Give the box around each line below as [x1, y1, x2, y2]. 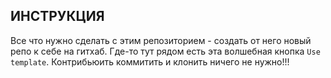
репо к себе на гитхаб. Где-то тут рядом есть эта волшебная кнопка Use [10, 45, 321, 57]
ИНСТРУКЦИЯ [10, 8, 105, 25]
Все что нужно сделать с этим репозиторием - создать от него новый [10, 34, 312, 46]
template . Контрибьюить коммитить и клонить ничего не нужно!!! [10, 55, 290, 68]
